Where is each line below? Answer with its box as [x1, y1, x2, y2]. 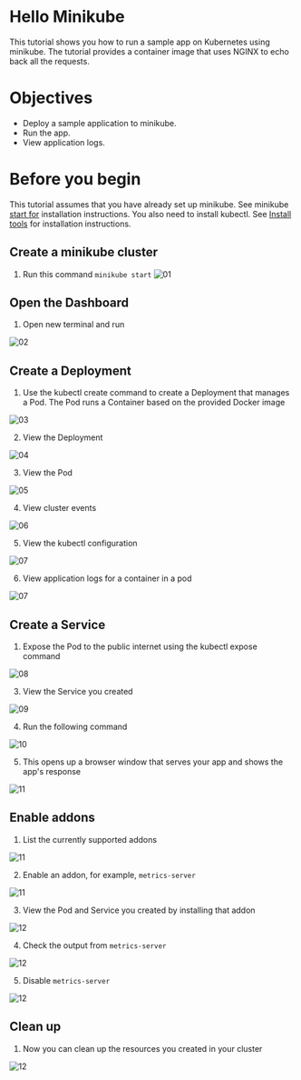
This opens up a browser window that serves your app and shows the [22, 756, 284, 767]
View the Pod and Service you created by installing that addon [22, 905, 256, 915]
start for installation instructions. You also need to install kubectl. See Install [9, 208, 292, 219]
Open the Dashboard [9, 295, 130, 311]
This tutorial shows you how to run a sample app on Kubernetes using [9, 36, 270, 47]
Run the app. [22, 127, 71, 138]
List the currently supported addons [22, 834, 157, 845]
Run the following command [22, 721, 128, 733]
